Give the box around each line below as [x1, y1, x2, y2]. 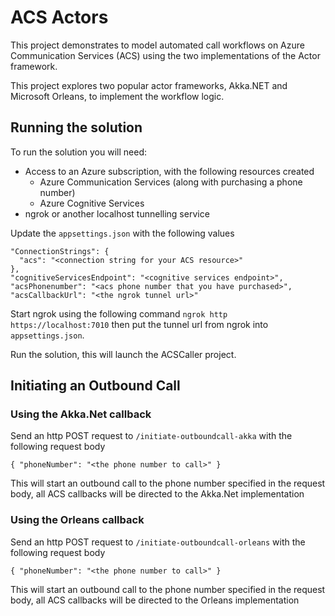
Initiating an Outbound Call [10, 377, 181, 395]
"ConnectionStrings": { [10, 246, 110, 256]
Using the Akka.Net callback [10, 407, 152, 421]
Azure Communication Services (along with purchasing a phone [39, 176, 303, 188]
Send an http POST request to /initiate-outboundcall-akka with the [10, 430, 293, 442]
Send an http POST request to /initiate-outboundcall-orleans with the [10, 536, 306, 548]
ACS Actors [10, 6, 109, 29]
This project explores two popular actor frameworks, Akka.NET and [10, 79, 288, 91]
